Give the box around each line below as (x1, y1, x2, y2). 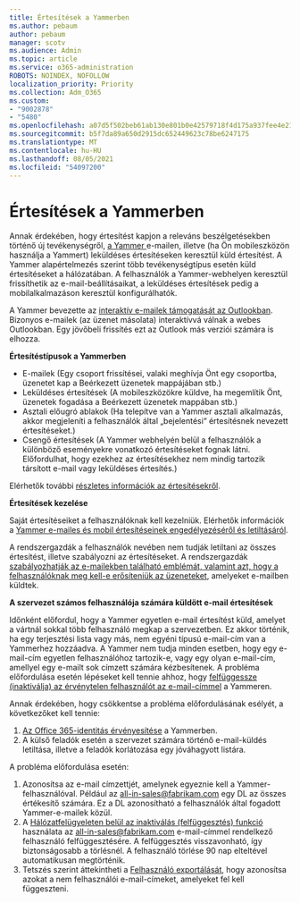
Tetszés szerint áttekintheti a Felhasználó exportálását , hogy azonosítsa (21, 865, 287, 875)
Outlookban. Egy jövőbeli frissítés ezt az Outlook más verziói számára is (9, 324, 274, 335)
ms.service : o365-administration (9, 63, 134, 72)
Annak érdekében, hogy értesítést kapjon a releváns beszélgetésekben (9, 231, 271, 241)
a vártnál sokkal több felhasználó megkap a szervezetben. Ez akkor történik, (9, 624, 290, 635)
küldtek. (9, 580, 39, 591)
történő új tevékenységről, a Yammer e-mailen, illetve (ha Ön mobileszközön (9, 241, 290, 251)
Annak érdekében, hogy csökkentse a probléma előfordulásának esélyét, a (9, 698, 284, 709)
